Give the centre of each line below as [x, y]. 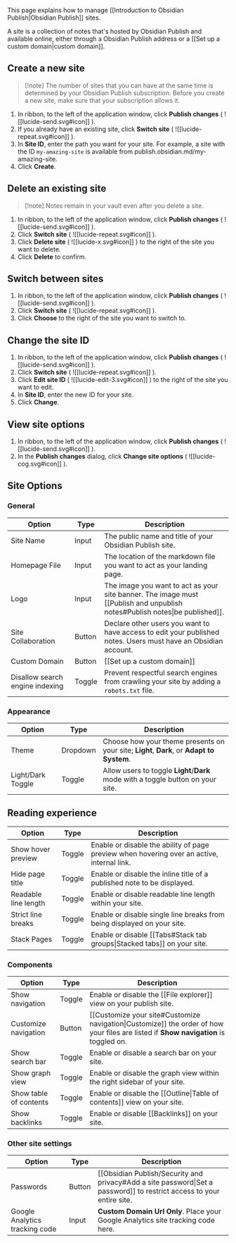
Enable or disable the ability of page [150, 845]
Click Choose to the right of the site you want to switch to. [102, 318]
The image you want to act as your [161, 586]
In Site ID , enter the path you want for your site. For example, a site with [121, 144]
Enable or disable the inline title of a [150, 874]
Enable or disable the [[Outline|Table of [154, 1094]
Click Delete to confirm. [52, 256]
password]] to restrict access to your [158, 1192]
